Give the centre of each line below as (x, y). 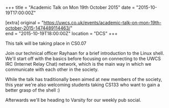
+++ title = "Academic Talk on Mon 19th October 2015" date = (70, 7)
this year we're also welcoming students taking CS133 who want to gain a (83, 85)
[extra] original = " (25, 23)
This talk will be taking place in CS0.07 (46, 43)
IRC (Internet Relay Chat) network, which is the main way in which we (78, 64)
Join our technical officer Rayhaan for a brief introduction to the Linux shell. (85, 53)
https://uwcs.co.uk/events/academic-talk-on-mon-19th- (102, 23)
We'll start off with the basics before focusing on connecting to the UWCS (83, 59)
